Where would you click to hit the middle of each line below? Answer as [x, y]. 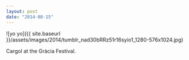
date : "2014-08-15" [30, 17]
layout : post [22, 11]
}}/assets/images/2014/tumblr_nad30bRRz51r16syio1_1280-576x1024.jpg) [95, 40]
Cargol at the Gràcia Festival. [41, 51]
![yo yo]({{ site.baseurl [33, 33]
